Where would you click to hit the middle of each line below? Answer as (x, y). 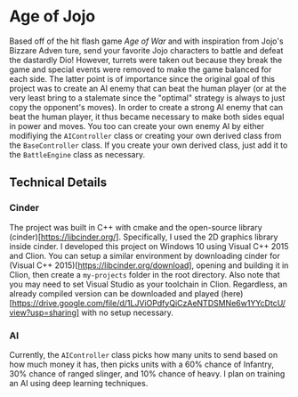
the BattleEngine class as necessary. (77, 154)
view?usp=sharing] (44, 312)
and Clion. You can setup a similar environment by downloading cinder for (145, 255)
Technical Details (58, 183)
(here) (232, 293)
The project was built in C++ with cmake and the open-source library (136, 227)
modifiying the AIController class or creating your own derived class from (145, 135)
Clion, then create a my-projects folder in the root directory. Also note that (145, 274)
